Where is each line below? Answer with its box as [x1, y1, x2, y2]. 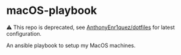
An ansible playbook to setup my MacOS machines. [6, 42, 136, 49]
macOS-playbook [6, 4, 98, 18]
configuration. [6, 30, 41, 37]
